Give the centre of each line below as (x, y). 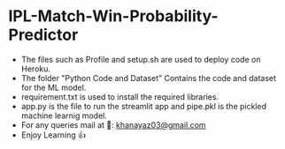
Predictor (43, 35)
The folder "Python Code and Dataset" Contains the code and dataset (148, 78)
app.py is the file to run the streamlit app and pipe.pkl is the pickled (144, 106)
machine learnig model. (64, 115)
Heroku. (35, 69)
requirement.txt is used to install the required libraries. (119, 97)
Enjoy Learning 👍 (53, 135)
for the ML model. (54, 87)
